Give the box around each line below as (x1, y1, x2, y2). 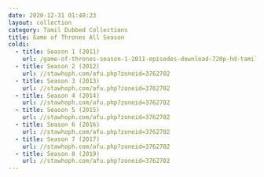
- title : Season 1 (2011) (15, 48, 101, 56)
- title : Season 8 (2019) (15, 150, 101, 157)
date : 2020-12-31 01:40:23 (8, 11, 97, 20)
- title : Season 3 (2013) (15, 77, 101, 85)
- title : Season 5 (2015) (15, 107, 101, 114)
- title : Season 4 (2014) (15, 92, 101, 99)
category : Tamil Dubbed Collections (8, 26, 128, 34)
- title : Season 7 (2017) (15, 135, 101, 143)
